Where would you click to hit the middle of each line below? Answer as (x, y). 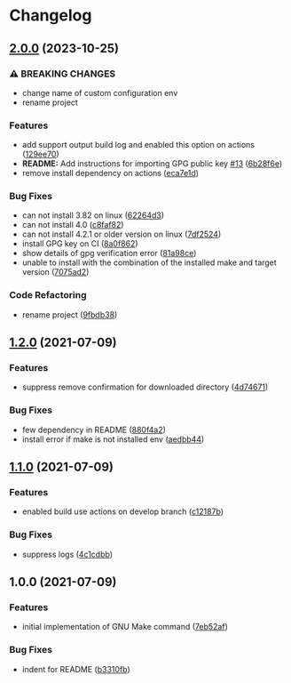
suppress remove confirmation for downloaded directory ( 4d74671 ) (145, 387)
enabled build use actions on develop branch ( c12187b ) (123, 511)
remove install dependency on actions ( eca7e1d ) (110, 173)
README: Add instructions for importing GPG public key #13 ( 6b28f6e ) (152, 164)
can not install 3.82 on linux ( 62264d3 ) (93, 215)
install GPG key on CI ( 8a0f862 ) (80, 244)
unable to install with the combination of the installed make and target (149, 262)
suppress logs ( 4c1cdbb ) (67, 554)
